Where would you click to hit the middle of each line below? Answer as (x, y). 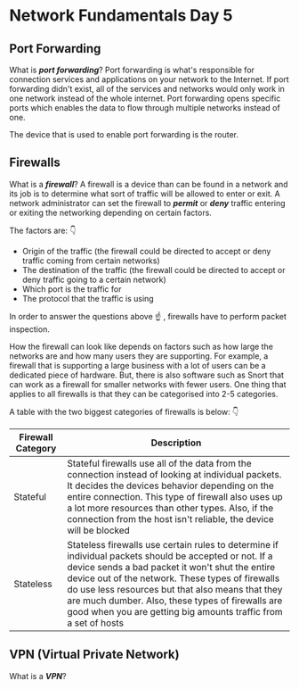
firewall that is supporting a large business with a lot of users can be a (137, 365)
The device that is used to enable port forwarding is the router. (124, 134)
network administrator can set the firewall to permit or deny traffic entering (148, 203)
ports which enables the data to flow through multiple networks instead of (145, 108)
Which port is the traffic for (72, 289)
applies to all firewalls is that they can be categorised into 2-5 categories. (144, 394)
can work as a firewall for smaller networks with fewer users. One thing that (148, 384)
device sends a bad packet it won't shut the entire (171, 567)
